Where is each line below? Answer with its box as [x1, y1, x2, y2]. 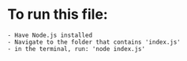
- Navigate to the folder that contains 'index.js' [7, 38, 181, 46]
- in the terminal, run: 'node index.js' [7, 45, 146, 52]
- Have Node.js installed [7, 31, 92, 39]
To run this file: [7, 5, 108, 23]
